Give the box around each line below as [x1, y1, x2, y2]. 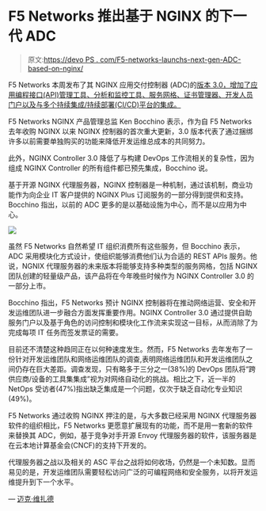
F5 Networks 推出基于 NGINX [8, 7, 203, 25]
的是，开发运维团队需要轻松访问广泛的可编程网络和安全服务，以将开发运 [21, 467, 258, 476]
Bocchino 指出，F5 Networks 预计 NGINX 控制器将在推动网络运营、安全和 [8, 298, 249, 307]
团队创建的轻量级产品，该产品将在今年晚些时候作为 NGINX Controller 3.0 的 [8, 271, 255, 280]
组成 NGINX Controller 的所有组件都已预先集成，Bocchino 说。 [8, 163, 212, 173]
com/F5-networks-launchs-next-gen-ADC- [100, 55, 241, 64]
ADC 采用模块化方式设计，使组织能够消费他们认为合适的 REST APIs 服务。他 [8, 251, 257, 261]
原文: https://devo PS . [27, 55, 99, 64]
